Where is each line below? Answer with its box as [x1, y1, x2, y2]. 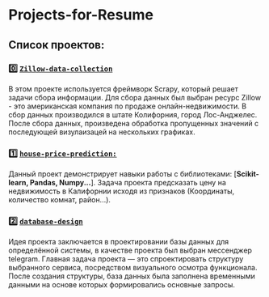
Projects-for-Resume [8, 6, 153, 24]
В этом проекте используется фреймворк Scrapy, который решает [8, 83, 238, 94]
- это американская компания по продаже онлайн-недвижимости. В [8, 101, 247, 111]
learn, [8, 178, 29, 188]
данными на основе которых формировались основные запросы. [8, 280, 236, 290]
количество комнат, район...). [8, 195, 111, 205]
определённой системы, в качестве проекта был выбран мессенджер [8, 245, 253, 256]
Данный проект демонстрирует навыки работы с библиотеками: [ [8, 169, 237, 179]
